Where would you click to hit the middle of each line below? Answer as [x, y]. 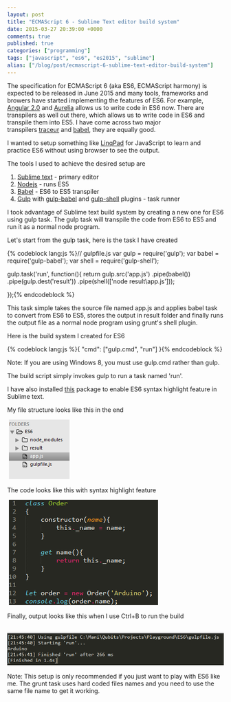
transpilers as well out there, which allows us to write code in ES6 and [106, 115]
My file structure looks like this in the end [65, 410]
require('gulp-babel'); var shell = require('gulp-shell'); [83, 261]
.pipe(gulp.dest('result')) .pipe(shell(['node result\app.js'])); [91, 281]
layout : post [26, 14]
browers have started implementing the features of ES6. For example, [106, 100]
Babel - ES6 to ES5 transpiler [58, 191]
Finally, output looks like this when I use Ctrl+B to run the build [96, 616]
